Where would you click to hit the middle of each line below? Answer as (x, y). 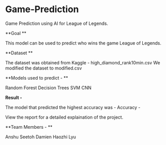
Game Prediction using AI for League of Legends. (57, 23)
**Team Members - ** (29, 127)
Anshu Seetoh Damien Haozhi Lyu (41, 137)
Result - (14, 97)
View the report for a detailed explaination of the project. (64, 117)
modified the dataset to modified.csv (44, 68)
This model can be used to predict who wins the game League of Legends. (83, 43)
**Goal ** (16, 33)
